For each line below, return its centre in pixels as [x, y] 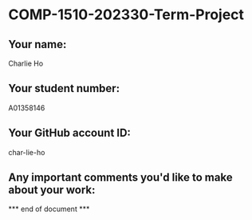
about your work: [52, 190]
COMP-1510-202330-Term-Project [126, 15]
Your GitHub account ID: [70, 133]
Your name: [37, 44]
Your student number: [64, 88]
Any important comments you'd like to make [120, 178]
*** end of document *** [49, 209]
